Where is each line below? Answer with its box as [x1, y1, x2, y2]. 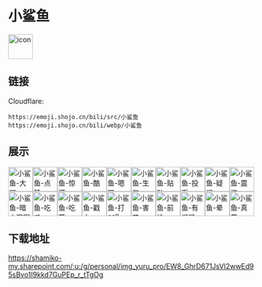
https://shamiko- [8, 253, 62, 263]
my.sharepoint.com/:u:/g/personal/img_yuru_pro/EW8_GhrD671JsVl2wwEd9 [8, 262, 254, 271]
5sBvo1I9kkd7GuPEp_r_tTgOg [8, 270, 104, 280]
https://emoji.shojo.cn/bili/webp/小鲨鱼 [8, 121, 142, 129]
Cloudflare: [8, 96, 45, 106]
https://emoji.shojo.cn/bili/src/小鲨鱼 [8, 113, 139, 121]
